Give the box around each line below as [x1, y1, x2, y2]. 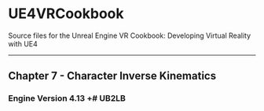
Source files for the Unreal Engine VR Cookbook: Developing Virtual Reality [8, 31, 251, 40]
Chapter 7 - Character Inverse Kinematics [8, 69, 217, 83]
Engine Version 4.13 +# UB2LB [8, 93, 126, 104]
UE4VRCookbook [8, 5, 124, 23]
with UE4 [8, 39, 38, 48]
